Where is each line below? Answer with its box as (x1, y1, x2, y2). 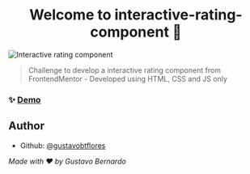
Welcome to (29, 6, 112, 24)
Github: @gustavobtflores (19, 140, 106, 151)
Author (8, 119, 44, 133)
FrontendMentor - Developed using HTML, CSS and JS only (28, 74, 228, 83)
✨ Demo (8, 94, 41, 105)
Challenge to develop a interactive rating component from (28, 65, 221, 74)
